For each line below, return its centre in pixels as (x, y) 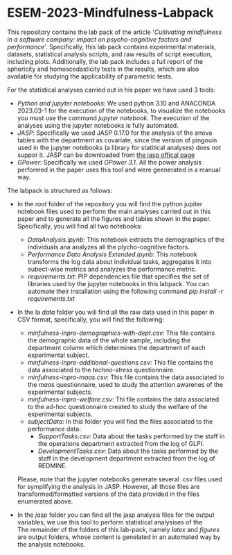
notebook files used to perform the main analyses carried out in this (114, 211)
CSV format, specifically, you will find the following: (90, 319)
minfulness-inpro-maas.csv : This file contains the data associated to (126, 377)
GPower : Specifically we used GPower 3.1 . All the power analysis (109, 162)
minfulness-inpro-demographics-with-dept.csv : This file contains (121, 333)
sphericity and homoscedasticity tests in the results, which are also (103, 69)
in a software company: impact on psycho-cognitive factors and (99, 39)
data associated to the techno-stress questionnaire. (101, 370)
